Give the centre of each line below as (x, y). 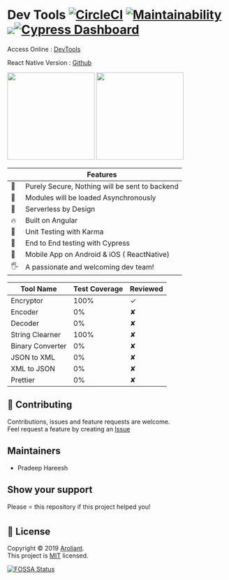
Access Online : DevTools (44, 49)
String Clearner (36, 334)
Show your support (50, 490)
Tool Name (39, 288)
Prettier (23, 380)
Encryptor (27, 300)
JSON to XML (33, 357)
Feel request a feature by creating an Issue (69, 429)
